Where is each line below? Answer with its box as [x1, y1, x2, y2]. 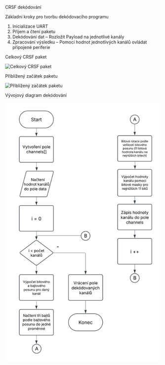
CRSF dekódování [5, 4, 41, 10]
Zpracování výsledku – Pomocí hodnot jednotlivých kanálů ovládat [12, 39, 147, 45]
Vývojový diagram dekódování [5, 92, 67, 98]
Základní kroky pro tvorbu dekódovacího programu [5, 14, 109, 19]
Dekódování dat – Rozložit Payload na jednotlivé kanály [12, 34, 124, 40]
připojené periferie [12, 45, 50, 50]
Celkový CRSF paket [5, 54, 47, 60]
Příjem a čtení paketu [12, 29, 56, 34]
